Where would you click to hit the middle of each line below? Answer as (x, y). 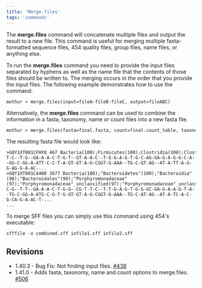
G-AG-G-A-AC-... (26, 168)
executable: (21, 222)
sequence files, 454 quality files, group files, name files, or (105, 47)
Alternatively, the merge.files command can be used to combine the (91, 113)
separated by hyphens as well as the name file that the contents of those (96, 71)
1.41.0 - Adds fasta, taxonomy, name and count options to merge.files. (101, 272)
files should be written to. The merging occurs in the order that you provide (99, 78)
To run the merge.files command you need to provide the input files (90, 65)
